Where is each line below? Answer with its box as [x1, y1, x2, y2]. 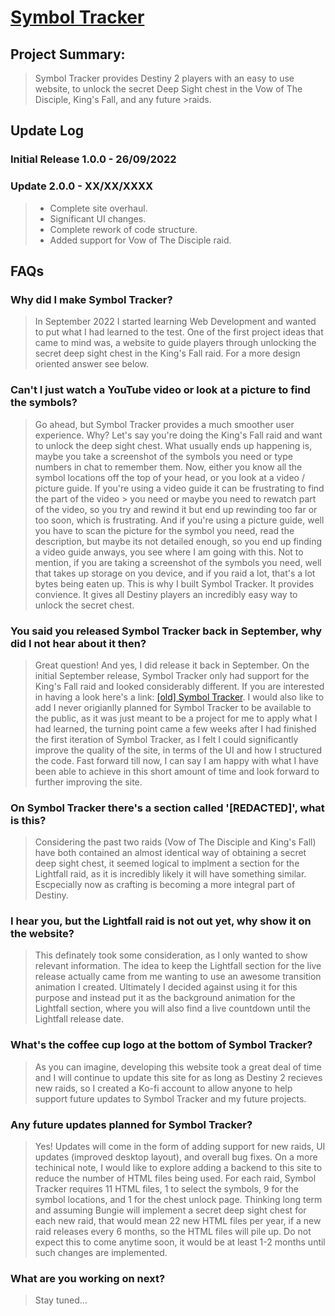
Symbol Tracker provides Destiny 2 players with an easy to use [34, 72, 295, 84]
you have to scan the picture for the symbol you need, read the [34, 524, 295, 536]
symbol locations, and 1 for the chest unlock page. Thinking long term [34, 1194, 323, 1206]
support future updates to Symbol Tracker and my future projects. [34, 1092, 307, 1105]
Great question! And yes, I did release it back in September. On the [34, 659, 310, 671]
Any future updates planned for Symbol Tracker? [10, 1117, 253, 1131]
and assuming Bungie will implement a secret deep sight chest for [34, 1204, 307, 1216]
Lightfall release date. [34, 1013, 125, 1025]
